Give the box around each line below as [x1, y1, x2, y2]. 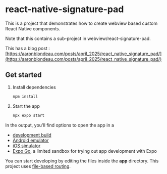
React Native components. [5, 25, 61, 31]
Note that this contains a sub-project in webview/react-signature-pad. [5, 35, 151, 41]
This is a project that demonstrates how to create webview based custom [5, 20, 158, 26]
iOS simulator [12, 143, 41, 149]
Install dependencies [12, 84, 57, 90]
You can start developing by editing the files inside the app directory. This [5, 158, 159, 164]
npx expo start [12, 113, 45, 118]
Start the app [12, 103, 40, 109]
